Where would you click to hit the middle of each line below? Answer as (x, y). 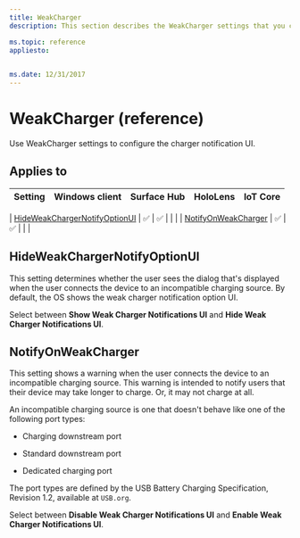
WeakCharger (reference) (107, 119)
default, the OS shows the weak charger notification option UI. (124, 297)
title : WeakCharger (46, 17)
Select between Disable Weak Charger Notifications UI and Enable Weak (146, 515)
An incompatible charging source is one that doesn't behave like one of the (147, 410)
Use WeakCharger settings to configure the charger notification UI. (133, 143)
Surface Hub (158, 196)
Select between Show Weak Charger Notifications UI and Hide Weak (138, 314)
